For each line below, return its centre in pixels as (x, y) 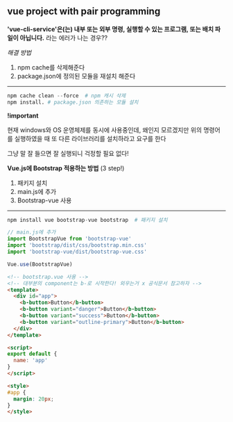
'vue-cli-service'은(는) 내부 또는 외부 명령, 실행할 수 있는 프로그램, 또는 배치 (110, 29)
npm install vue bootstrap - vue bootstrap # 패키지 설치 (87, 220)
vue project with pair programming (84, 11)
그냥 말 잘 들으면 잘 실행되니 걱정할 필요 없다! (68, 153)
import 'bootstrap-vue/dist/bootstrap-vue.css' (77, 252)
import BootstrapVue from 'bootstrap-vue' (69, 239)
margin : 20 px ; (34, 399)
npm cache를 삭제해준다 (51, 67)
